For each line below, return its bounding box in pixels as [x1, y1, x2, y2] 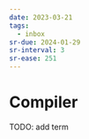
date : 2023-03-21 [9, 12, 73, 22]
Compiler [9, 92, 78, 112]
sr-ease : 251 [9, 54, 57, 63]
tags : [9, 21, 29, 30]
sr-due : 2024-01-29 [9, 37, 81, 47]
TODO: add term [9, 121, 69, 132]
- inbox [17, 29, 46, 38]
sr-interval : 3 [9, 46, 65, 55]
